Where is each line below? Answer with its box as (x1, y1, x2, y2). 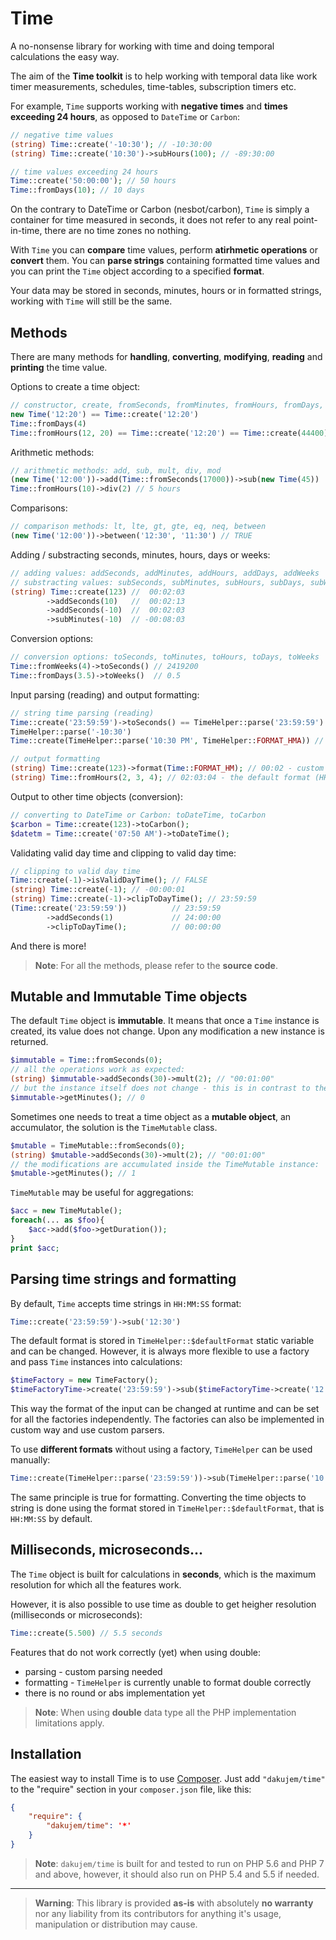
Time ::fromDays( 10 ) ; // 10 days (10, 185, 145, 196)
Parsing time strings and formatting (10, 1271, 237, 1288)
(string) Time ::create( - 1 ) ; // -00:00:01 (10, 885, 186, 895)
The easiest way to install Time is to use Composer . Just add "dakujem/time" (10, 1772, 326, 1784)
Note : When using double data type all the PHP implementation (34, 1706, 297, 1718)
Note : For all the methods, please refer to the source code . (34, 959, 278, 971)
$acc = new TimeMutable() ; (10, 1206, 123, 1216)
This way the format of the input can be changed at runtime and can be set (10, 1403, 320, 1415)
